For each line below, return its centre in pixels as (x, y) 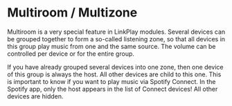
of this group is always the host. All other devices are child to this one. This (114, 74)
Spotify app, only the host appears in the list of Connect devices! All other (113, 89)
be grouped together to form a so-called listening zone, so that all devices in (116, 39)
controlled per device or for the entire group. (71, 54)
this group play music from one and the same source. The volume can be (111, 46)
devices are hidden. (35, 96)
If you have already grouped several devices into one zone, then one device (115, 67)
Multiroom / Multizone (72, 13)
